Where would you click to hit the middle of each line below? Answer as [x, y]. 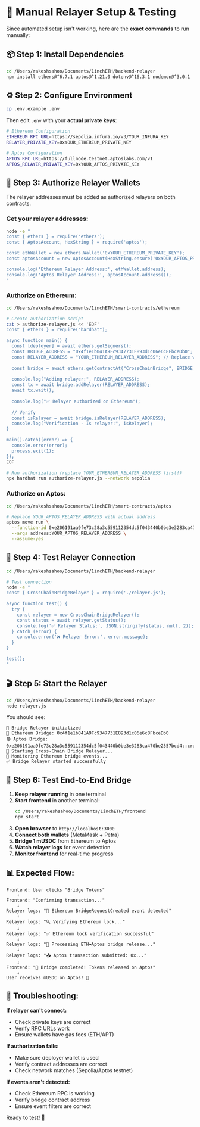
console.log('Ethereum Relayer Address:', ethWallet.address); [86, 269]
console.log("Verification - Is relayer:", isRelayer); [82, 424]
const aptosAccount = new [38, 259]
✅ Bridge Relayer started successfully [56, 762]
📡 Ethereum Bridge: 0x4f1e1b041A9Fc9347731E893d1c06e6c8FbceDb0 [87, 733]
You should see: [26, 717]
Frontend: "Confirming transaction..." [56, 900]
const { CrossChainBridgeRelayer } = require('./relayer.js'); [86, 593]
